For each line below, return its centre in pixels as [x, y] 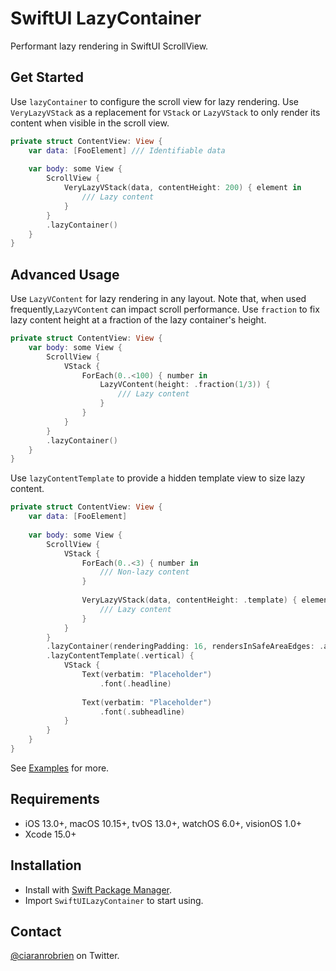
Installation [46, 865]
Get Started [47, 77]
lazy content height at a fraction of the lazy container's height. [138, 320]
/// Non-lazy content [144, 572]
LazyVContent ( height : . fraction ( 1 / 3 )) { [185, 385]
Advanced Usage [65, 274]
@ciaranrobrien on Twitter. [65, 956]
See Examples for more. [60, 768]
